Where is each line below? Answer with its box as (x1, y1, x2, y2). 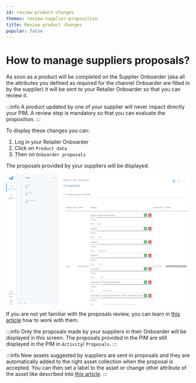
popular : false (6, 28, 43, 34)
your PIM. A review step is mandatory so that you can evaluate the (6, 110, 166, 117)
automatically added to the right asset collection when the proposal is (6, 358, 173, 365)
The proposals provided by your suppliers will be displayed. (6, 162, 150, 169)
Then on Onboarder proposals (14, 151, 86, 158)
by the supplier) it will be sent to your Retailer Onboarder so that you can (6, 86, 181, 93)
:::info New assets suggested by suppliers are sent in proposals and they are (6, 351, 190, 358)
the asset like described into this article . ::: (6, 370, 108, 377)
